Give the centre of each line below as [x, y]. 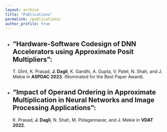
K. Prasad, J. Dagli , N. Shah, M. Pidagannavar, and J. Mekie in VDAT [83, 120]
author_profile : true [28, 24]
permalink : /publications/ [33, 19]
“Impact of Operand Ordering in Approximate [84, 92]
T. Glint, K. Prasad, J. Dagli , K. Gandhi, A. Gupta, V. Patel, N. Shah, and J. [87, 71]
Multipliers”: [32, 60]
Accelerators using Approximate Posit [73, 52]
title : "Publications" [29, 14]
